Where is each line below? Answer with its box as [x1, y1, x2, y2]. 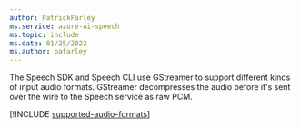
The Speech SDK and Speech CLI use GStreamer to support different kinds [9, 72, 291, 83]
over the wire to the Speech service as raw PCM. [9, 92, 193, 103]
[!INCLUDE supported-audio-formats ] [9, 109, 151, 120]
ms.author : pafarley [9, 47, 88, 56]
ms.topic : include [9, 30, 79, 39]
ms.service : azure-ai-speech [9, 22, 120, 31]
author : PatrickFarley [9, 13, 95, 23]
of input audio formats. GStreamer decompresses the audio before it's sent [9, 82, 291, 93]
